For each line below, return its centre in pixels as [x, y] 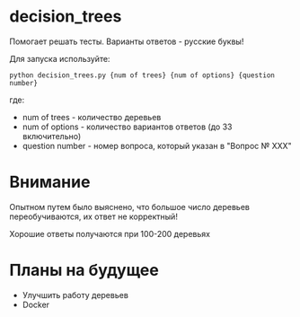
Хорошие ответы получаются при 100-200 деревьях [110, 233]
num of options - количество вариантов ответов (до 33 [127, 127]
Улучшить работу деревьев [75, 295]
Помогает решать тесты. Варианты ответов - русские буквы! [127, 41]
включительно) [52, 136]
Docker [36, 304]
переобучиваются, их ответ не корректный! [93, 216]
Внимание [50, 182]
